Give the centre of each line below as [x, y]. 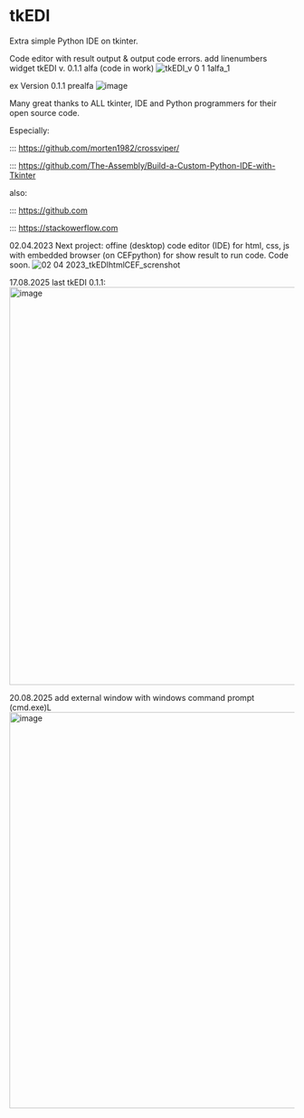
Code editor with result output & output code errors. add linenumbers [138, 58]
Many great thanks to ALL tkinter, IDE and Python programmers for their [143, 103]
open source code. [44, 112]
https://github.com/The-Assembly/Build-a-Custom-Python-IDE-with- [147, 165]
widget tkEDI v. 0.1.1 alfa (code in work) [82, 68]
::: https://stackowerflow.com [64, 228]
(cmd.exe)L [31, 707]
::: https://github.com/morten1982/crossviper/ [95, 148]
